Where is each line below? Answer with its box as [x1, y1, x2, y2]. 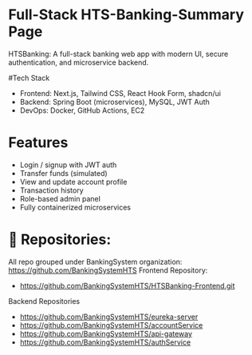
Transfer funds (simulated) [19, 168, 108, 177]
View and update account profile [19, 177, 128, 186]
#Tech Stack [8, 73, 50, 82]
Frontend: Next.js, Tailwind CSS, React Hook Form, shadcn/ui [19, 88, 222, 98]
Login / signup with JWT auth [19, 160, 117, 170]
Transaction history [19, 185, 84, 195]
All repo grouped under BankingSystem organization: [8, 257, 183, 266]
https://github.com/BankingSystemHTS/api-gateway [19, 329, 193, 338]
